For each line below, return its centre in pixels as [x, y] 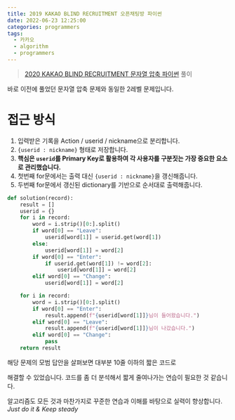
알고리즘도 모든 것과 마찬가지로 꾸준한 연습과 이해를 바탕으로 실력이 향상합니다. [115, 401]
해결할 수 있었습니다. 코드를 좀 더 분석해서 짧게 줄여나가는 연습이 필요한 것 [108, 377]
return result [40, 348]
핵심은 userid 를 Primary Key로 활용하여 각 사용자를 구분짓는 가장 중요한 [116, 158]
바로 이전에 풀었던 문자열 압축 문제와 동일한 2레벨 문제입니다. [90, 89]
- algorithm [31, 46]
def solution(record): [40, 198]
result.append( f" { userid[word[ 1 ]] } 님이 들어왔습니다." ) [122, 315]
